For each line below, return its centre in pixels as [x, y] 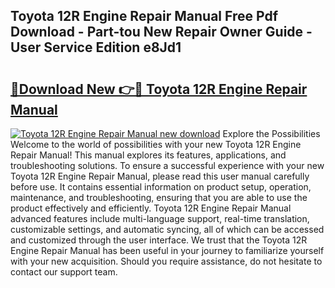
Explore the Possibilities [271, 133]
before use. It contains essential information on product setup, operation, [161, 187]
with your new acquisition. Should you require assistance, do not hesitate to [166, 261]
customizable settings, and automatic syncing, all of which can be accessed [167, 229]
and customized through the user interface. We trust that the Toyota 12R [159, 240]
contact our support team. [64, 272]
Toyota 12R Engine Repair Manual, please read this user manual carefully [160, 176]
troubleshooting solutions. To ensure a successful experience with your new [167, 165]
